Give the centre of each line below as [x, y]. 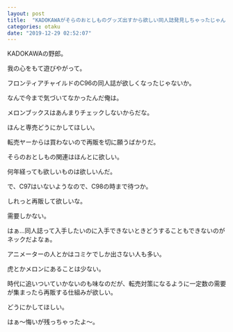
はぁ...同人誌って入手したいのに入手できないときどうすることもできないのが [116, 231]
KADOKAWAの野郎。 [37, 53]
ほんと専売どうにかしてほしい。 [53, 127]
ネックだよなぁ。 [32, 240]
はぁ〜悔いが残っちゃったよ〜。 [53, 322]
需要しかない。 [29, 216]
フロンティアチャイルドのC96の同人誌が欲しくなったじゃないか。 [102, 83]
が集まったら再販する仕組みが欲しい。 [62, 292]
